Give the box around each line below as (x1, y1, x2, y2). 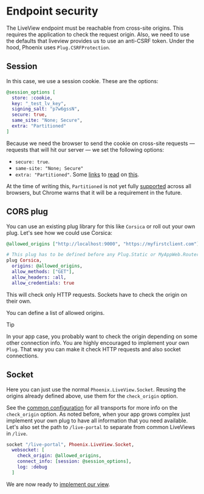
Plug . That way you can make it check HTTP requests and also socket (6, 345, 181, 353)
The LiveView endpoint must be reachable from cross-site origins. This (6, 24, 184, 32)
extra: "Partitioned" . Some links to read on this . (15, 171, 140, 178)
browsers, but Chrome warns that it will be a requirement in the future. (6, 189, 182, 196)
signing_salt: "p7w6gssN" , (12, 106, 80, 112)
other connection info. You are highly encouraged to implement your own (6, 339, 189, 347)
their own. (6, 297, 32, 305)
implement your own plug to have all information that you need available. (6, 417, 188, 424)
